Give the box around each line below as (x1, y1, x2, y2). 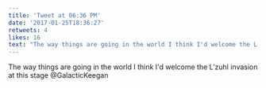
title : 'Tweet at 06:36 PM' (8, 11, 102, 20)
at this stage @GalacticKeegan (8, 71, 109, 80)
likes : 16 (8, 33, 41, 42)
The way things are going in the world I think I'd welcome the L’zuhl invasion (8, 62, 258, 71)
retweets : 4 (8, 26, 48, 34)
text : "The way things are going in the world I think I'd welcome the (8, 41, 250, 49)
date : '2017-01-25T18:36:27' (8, 19, 105, 27)
